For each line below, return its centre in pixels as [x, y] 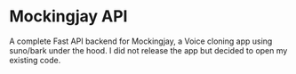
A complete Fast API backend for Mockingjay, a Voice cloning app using [141, 41]
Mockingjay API [68, 16]
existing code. [35, 60]
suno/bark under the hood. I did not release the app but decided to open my [148, 50]
